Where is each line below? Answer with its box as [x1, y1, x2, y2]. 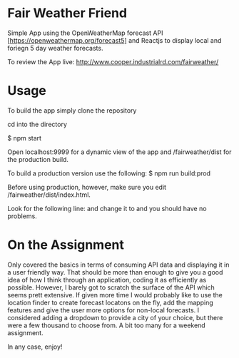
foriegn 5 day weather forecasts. [7, 44, 103, 52]
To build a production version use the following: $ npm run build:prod [7, 169, 211, 178]
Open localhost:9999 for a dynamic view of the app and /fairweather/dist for [7, 148, 232, 156]
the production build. [7, 155, 69, 163]
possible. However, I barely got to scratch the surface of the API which [7, 283, 215, 292]
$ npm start [7, 133, 41, 142]
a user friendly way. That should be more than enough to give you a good [7, 267, 223, 276]
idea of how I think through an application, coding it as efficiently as [7, 275, 207, 284]
